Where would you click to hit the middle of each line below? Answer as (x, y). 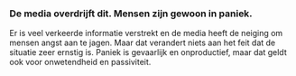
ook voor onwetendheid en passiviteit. (80, 62)
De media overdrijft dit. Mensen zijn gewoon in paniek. (131, 14)
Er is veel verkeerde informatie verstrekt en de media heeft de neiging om (146, 33)
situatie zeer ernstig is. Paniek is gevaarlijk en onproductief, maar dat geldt (148, 52)
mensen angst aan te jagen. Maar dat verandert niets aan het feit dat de (143, 43)
